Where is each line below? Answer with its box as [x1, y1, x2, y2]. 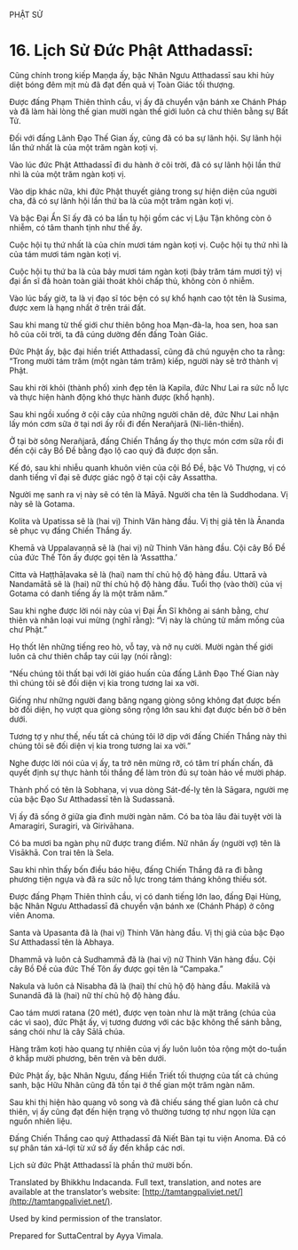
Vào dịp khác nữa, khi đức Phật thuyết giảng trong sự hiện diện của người [9, 186, 278, 197]
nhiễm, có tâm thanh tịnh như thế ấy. [9, 222, 144, 232]
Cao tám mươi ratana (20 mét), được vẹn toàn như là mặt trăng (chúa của [9, 1007, 277, 1018]
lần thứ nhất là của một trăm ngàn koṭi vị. [9, 141, 159, 152]
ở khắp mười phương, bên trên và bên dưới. [9, 1052, 167, 1063]
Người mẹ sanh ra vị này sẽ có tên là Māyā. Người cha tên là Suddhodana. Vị [9, 488, 288, 499]
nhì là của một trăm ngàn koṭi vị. [9, 168, 127, 179]
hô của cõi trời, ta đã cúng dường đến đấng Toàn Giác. [9, 328, 208, 339]
